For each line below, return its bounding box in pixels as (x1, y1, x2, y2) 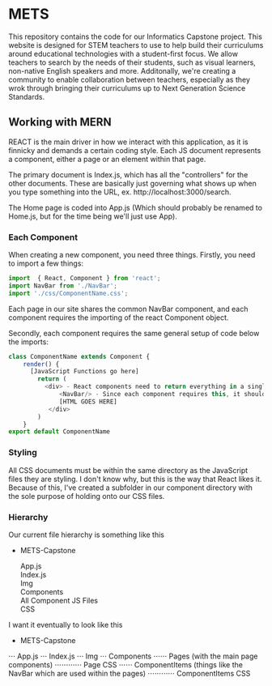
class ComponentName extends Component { (8, 352, 151, 360)
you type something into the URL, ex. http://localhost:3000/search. (8, 187, 232, 197)
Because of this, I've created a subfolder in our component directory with (8, 483, 253, 492)
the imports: (8, 337, 49, 347)
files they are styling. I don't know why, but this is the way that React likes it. (8, 474, 262, 484)
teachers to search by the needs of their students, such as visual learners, (8, 58, 257, 67)
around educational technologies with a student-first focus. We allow (8, 49, 239, 58)
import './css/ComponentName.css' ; (8, 289, 129, 297)
